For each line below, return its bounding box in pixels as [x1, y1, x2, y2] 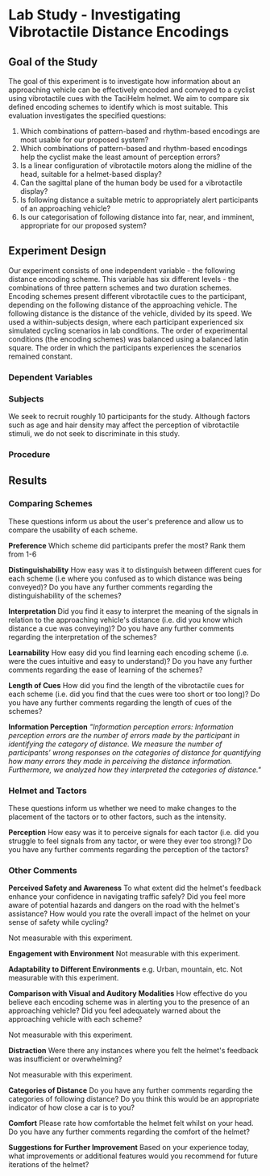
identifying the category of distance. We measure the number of [8, 739, 223, 749]
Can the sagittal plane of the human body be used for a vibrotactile [19, 178, 243, 187]
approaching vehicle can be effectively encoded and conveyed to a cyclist [8, 85, 255, 94]
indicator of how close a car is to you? [8, 1102, 135, 1112]
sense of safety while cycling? [8, 918, 109, 927]
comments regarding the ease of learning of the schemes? [8, 665, 203, 674]
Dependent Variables [8, 372, 93, 383]
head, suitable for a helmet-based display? [19, 170, 163, 178]
